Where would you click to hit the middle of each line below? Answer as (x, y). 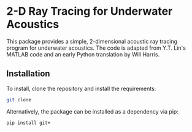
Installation (28, 74)
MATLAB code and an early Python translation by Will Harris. (83, 54)
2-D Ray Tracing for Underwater (90, 11)
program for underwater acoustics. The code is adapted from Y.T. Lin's (96, 48)
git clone (19, 99)
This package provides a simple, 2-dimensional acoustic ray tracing (92, 41)
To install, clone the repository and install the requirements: (81, 88)
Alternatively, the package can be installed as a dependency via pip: (93, 111)
